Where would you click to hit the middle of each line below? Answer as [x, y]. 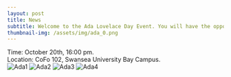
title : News [24, 20]
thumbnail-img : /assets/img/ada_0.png [63, 33]
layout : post [26, 13]
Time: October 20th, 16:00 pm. [51, 52]
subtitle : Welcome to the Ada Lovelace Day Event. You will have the [109, 26]
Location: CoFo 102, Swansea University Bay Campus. [84, 60]
